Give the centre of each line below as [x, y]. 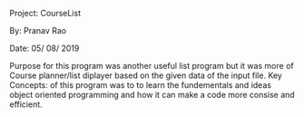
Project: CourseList [45, 13]
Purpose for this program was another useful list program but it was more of [152, 66]
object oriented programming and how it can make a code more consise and [152, 95]
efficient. [26, 104]
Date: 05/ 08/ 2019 [44, 48]
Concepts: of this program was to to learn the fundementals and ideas [141, 85]
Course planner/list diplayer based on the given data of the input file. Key [146, 75]
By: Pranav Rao [38, 30]
